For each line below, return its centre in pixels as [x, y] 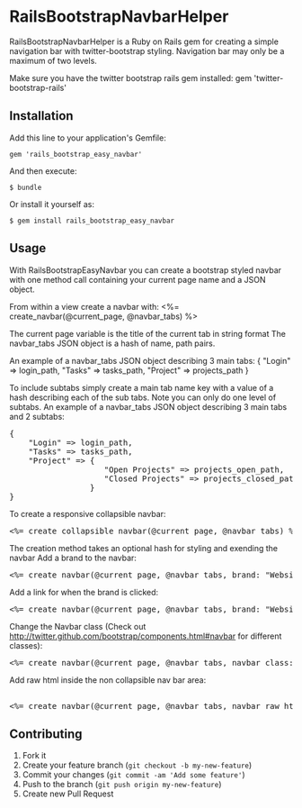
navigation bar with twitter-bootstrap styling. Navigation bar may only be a [147, 50]
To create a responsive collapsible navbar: [88, 513]
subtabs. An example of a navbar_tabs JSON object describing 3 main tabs [148, 406]
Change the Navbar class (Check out [78, 626]
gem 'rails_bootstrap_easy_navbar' [76, 154]
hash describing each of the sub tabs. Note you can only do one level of [143, 397]
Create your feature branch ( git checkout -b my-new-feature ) [137, 765]
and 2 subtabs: [37, 416]
